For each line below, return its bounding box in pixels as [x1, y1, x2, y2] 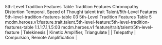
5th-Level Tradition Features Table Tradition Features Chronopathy [5, 4, 139, 9]
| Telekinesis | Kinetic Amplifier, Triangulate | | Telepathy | [20, 30, 136, 35]
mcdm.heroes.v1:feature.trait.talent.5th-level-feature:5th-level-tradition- [5, 19, 150, 25]
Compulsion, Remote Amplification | [5, 35, 77, 40]
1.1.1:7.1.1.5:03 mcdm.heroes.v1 [35, 24, 95, 30]
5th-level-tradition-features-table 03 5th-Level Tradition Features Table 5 [5, 14, 152, 20]
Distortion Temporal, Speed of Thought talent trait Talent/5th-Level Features [5, 9, 158, 15]
